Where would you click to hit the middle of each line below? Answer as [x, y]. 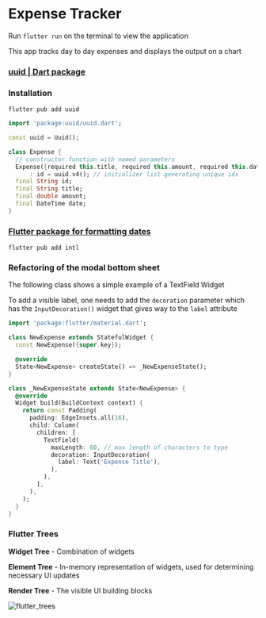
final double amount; [51, 196]
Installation [30, 93]
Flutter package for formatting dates [80, 231]
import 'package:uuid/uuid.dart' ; [65, 124]
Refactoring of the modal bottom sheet [84, 268]
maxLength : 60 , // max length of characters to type [139, 447]
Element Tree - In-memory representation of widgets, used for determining [131, 566]
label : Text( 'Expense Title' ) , [109, 462]
